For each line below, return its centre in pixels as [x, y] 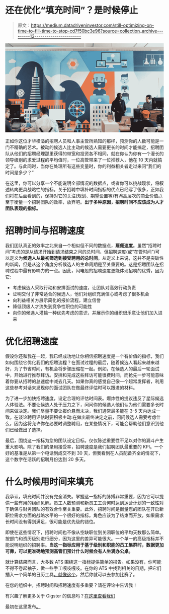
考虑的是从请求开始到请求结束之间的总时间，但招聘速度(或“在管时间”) [83, 252]
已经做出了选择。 [27, 430]
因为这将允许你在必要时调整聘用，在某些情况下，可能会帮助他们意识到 [87, 424]
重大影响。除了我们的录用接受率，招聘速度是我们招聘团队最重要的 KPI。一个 [84, 447]
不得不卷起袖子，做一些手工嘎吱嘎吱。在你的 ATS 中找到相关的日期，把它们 [83, 568]
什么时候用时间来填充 [50, 482]
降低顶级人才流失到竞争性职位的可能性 [52, 306]
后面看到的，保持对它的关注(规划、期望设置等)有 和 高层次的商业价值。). [91, 196]
